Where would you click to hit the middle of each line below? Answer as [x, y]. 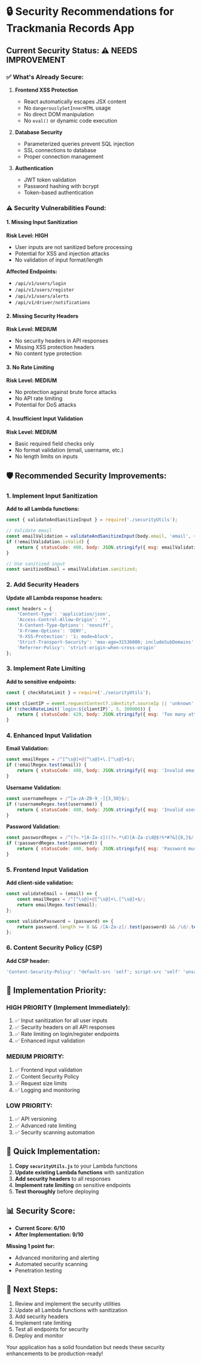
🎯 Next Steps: [32, 1289]
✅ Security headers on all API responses [65, 1027]
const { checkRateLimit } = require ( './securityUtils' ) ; [79, 692]
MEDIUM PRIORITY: [35, 1056]
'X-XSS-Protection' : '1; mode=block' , [65, 636]
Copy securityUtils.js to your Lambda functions [76, 1166]
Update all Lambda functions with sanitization [71, 1310]
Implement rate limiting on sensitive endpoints [73, 1185]
